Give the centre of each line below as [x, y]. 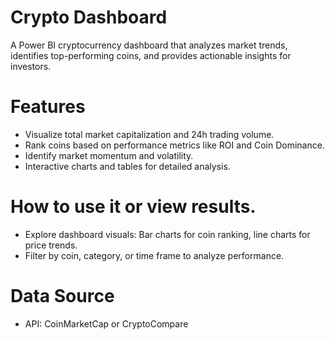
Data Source [62, 296]
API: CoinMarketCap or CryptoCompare [106, 323]
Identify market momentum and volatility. [109, 155]
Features [48, 107]
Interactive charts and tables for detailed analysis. [127, 166]
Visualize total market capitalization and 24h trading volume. [149, 134]
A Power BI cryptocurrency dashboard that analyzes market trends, [149, 45]
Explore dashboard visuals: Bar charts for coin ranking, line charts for [167, 234]
